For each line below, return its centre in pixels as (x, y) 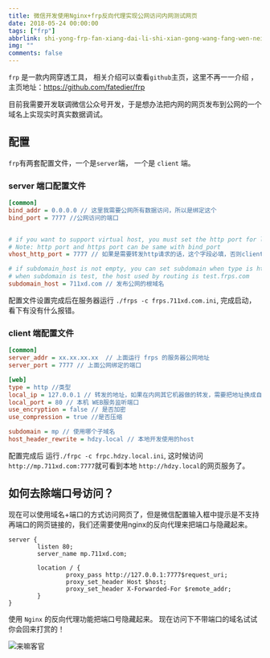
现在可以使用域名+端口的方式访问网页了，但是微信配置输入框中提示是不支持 (134, 514)
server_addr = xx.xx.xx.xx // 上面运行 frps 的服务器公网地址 (109, 358)
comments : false (35, 53)
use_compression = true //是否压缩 (65, 417)
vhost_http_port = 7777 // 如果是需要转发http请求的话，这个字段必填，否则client (136, 254)
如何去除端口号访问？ (61, 493)
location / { (59, 568)
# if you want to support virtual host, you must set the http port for (133, 239)
